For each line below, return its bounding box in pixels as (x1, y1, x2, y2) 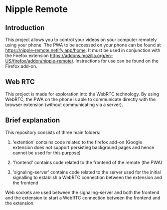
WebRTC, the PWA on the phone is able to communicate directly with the (5, 96, 156, 102)
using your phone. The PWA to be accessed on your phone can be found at (5, 42, 161, 48)
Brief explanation (5, 116, 60, 124)
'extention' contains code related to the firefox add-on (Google (12, 139, 142, 145)
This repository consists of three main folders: (5, 129, 101, 135)
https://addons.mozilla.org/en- (50, 52, 113, 58)
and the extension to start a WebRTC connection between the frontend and (5, 194, 160, 200)
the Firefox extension (5, 52, 49, 58)
